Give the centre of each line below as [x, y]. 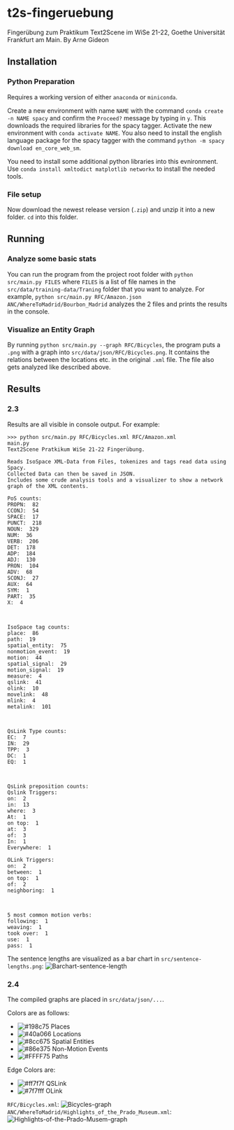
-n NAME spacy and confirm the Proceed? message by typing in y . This [107, 118]
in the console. [29, 311]
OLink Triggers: [31, 860]
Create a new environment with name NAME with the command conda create [115, 111]
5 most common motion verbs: [50, 915]
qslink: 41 [24, 682]
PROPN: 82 [23, 504]
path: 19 [22, 639]
